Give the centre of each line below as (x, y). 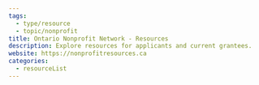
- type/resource (43, 23)
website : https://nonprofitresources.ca (78, 53)
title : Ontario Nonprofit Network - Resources (88, 38)
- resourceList (41, 69)
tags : (17, 16)
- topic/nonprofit (47, 31)
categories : (28, 62)
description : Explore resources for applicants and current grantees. (130, 46)
